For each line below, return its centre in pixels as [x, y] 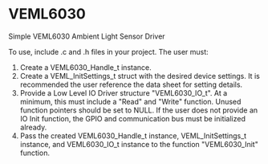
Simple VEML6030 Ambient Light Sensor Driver [87, 36]
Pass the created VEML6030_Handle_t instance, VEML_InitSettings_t [133, 135]
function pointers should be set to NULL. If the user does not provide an [139, 110]
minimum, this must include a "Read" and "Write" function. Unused [130, 101]
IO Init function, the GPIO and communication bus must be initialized [133, 118]
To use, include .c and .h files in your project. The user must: [108, 51]
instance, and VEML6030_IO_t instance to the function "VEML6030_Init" [139, 144]
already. [33, 127]
